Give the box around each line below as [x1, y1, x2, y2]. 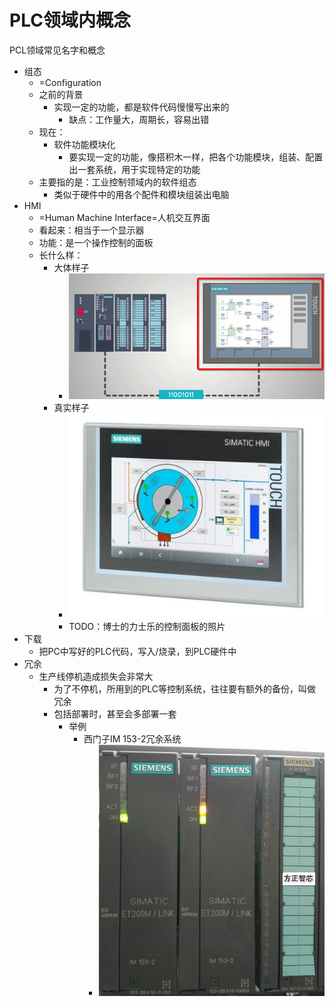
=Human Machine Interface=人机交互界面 [38, 211, 211, 223]
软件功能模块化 [53, 138, 116, 150]
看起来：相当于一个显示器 [38, 224, 145, 236]
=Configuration [38, 76, 102, 88]
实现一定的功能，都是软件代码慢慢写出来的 [53, 101, 230, 113]
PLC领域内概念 [9, 9, 131, 32]
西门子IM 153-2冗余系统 [83, 733, 182, 745]
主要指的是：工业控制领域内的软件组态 [38, 176, 197, 188]
